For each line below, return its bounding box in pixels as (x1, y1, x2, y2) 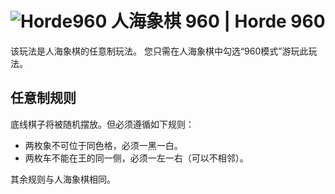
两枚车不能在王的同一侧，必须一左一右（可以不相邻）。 (24, 152, 249, 164)
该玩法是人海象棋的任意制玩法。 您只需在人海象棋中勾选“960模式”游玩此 (10, 45, 309, 57)
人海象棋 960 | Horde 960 (111, 10, 326, 33)
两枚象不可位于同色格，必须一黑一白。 (24, 139, 183, 151)
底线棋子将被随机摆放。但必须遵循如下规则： (10, 118, 195, 130)
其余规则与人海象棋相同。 (10, 173, 116, 185)
